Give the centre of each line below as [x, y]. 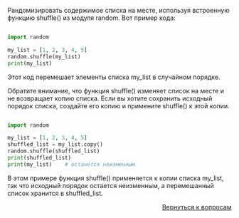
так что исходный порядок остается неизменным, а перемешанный [111, 185]
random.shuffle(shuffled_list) [54, 151]
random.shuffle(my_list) [44, 56]
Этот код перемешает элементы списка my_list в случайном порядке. [114, 77]
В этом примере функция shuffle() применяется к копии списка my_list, [116, 178]
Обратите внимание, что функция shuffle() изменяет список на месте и [116, 90]
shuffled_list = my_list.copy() [55, 145]
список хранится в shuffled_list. [55, 193]
